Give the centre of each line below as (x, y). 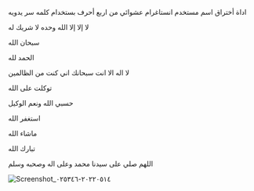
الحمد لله (21, 58)
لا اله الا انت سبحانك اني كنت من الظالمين (69, 73)
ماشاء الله (23, 133)
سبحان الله (24, 42)
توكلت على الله (30, 88)
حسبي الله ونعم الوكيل (41, 103)
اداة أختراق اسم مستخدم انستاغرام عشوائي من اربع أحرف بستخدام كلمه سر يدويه (127, 12)
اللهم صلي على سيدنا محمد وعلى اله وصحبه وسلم (81, 164)
